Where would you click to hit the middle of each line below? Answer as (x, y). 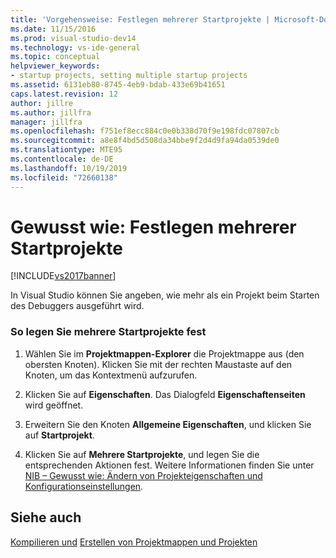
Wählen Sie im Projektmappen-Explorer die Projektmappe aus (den (164, 353)
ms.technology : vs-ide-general (75, 47)
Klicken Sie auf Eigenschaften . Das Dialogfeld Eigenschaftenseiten (165, 394)
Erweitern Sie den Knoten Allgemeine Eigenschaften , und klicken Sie (168, 424)
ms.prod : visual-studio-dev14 (73, 38)
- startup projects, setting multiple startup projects (129, 76)
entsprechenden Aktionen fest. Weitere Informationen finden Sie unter (169, 465)
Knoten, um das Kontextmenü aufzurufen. (111, 375)
